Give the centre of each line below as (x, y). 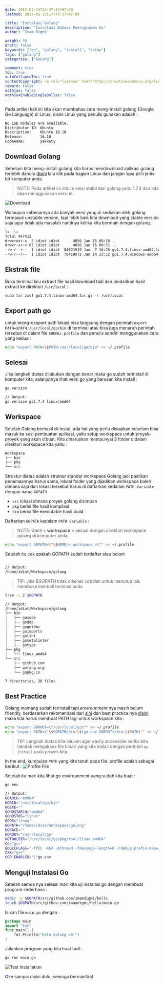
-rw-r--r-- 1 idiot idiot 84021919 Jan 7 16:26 (58, 250)
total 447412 (18, 236)
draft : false (18, 45)
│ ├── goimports (24, 631)
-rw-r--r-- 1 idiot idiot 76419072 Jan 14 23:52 (58, 255)
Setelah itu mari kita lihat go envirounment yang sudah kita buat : (70, 776)
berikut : (13, 766)
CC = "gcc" (14, 844)
